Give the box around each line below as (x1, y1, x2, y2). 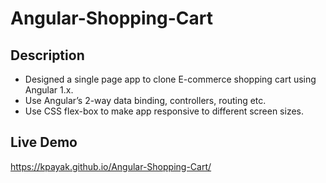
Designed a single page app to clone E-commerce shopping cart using (24, 73, 317, 85)
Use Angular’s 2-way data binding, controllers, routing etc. (24, 95, 267, 106)
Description (10, 47, 85, 64)
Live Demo (10, 134, 78, 151)
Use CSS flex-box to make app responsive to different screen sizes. (24, 105, 305, 117)
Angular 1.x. (24, 84, 74, 96)
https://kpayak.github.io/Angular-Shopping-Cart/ (10, 160, 212, 172)
